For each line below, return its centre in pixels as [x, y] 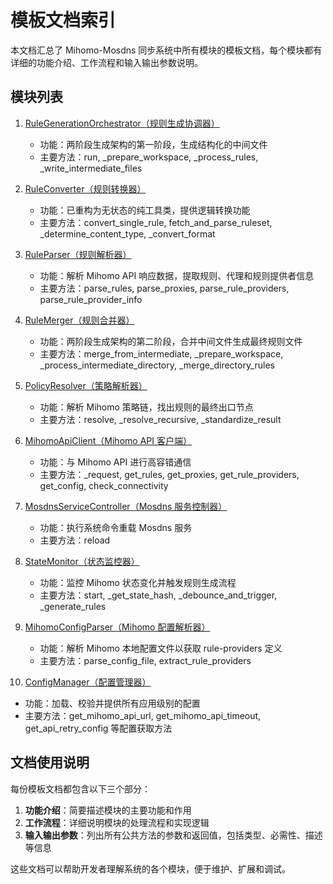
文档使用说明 [50, 762]
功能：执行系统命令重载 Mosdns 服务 [116, 527]
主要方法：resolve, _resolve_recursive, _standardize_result [160, 419]
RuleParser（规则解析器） [78, 254]
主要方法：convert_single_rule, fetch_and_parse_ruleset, [156, 222]
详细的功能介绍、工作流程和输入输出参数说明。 [106, 62]
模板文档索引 [63, 20]
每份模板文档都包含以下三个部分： [80, 788]
